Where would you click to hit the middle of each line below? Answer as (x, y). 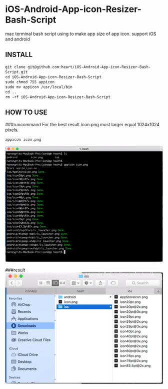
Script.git (16, 72)
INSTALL (19, 55)
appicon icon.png (23, 139)
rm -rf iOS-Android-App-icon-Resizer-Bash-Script (58, 97)
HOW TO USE (26, 112)
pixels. (12, 130)
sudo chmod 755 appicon (30, 82)
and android (17, 39)
